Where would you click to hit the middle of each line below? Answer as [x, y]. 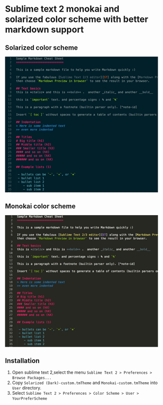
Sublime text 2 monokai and [62, 9]
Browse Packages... [32, 378]
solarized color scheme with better [77, 19]
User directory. [27, 388]
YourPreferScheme [30, 399]
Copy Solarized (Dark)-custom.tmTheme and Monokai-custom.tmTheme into [85, 383]
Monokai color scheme [41, 206]
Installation [22, 360]
